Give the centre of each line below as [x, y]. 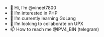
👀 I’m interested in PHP [34, 13]
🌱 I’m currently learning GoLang [43, 18]
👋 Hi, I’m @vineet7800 [33, 8]
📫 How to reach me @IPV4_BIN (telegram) [55, 29]
